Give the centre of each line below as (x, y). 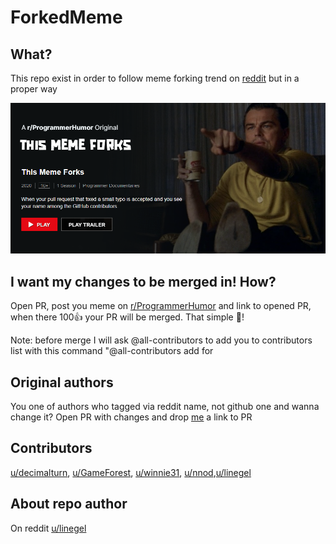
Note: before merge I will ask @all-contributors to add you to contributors (161, 340)
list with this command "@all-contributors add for (112, 351)
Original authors (62, 382)
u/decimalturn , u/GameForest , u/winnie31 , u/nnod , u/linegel (131, 472)
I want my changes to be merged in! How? (143, 281)
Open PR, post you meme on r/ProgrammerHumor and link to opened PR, (161, 306)
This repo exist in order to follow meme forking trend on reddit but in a (155, 78)
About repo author (69, 504)
